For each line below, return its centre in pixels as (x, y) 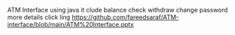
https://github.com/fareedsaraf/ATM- (126, 17)
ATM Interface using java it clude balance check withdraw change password (117, 10)
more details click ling (39, 17)
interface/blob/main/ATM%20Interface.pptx (71, 24)
